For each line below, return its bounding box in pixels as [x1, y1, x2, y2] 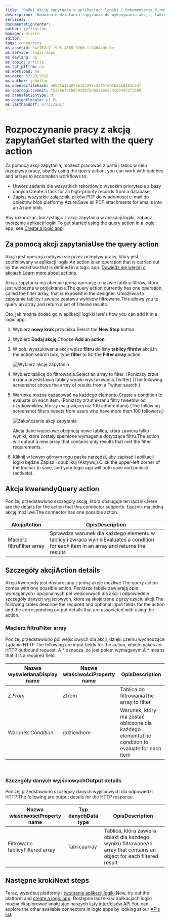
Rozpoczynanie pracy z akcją [5, 124, 131, 135]
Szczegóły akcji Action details [5, 566, 100, 575]
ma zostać [120, 713, 145, 720]
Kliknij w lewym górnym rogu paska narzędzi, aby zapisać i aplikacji [12, 454, 154, 460]
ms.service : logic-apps [5, 50, 56, 55]
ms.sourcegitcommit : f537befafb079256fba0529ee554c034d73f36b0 [5, 87, 142, 93]
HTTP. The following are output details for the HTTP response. [5, 794, 134, 800]
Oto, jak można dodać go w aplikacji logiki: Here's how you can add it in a [5, 311, 158, 317]
